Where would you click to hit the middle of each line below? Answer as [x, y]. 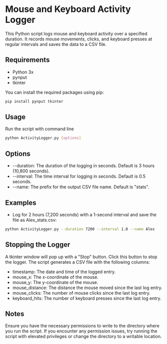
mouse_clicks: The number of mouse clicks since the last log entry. [81, 293]
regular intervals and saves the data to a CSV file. [56, 44]
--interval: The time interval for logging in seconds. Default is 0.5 [79, 176]
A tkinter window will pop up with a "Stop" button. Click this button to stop [81, 257]
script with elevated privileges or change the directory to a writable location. [83, 337]
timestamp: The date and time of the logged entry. [64, 272]
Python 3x [23, 72]
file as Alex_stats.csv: [35, 220]
